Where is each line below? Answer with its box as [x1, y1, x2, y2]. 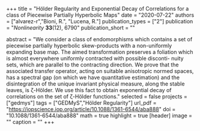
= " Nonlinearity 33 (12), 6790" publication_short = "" [6, 24, 135, 31]
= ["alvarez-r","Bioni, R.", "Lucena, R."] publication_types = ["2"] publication [6, 18, 193, 25]
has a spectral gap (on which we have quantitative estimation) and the [6, 74, 180, 81]
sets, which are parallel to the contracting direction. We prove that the [6, 61, 179, 68]
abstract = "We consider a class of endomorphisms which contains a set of [6, 36, 193, 42]
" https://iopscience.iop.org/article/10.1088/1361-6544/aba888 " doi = [6, 106, 176, 112]
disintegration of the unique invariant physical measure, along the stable [6, 80, 185, 87]
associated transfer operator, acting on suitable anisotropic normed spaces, [6, 68, 194, 74]
